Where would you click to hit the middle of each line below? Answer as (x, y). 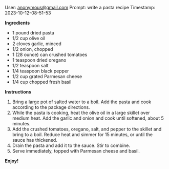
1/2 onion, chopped (33, 49)
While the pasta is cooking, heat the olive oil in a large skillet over (81, 113)
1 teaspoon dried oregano (39, 60)
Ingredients (17, 23)
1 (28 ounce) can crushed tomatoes (50, 54)
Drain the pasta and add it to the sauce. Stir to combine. (71, 145)
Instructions (18, 92)
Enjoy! (12, 161)
